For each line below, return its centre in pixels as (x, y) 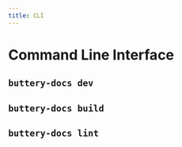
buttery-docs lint (53, 133)
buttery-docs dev (51, 83)
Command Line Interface (91, 54)
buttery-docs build (56, 108)
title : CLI (26, 15)
